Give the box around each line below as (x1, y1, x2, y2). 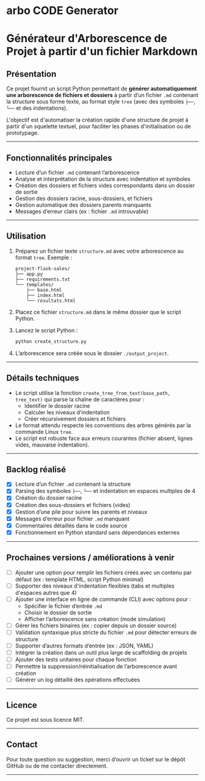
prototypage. (6, 129, 39, 137)
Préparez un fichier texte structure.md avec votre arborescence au (15, 247, 184, 254)
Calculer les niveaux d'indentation (24, 408, 110, 416)
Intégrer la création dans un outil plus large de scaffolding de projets (15, 649, 187, 656)
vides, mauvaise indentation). (15, 441, 90, 448)
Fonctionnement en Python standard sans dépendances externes (15, 528, 180, 536)
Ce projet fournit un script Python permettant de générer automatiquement (6, 85, 197, 92)
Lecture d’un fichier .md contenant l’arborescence (15, 169, 140, 176)
